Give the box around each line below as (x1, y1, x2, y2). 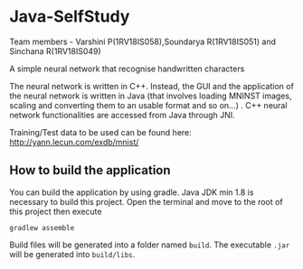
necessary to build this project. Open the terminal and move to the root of (9, 196, 283, 207)
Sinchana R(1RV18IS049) (9, 45, 101, 56)
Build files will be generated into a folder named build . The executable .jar (9, 239, 290, 250)
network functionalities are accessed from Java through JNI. (9, 109, 235, 120)
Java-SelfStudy (9, 6, 130, 27)
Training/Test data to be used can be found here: (9, 126, 192, 137)
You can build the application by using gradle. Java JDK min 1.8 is (9, 187, 254, 198)
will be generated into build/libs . (9, 248, 136, 259)
